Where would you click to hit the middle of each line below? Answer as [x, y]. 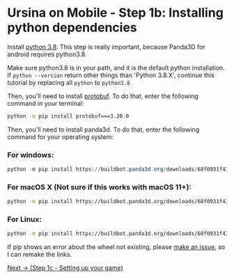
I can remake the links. [39, 255]
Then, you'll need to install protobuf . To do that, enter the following [103, 96]
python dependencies [72, 27]
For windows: [31, 154]
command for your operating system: [60, 136]
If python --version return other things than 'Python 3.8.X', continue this [111, 75]
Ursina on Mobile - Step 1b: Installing [116, 13]
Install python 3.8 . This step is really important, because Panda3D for [106, 47]
